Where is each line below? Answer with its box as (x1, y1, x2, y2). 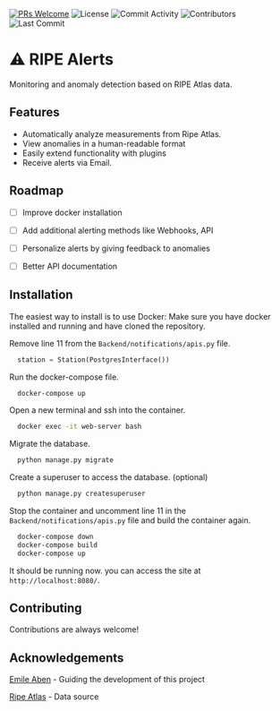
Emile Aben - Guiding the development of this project (9, 674, 206, 685)
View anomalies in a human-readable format (21, 138, 186, 149)
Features (9, 105, 60, 120)
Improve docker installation (21, 207, 123, 218)
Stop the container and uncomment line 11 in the (9, 506, 186, 516)
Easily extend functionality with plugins (21, 148, 167, 158)
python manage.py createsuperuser (17, 489, 146, 499)
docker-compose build (17, 540, 98, 550)
